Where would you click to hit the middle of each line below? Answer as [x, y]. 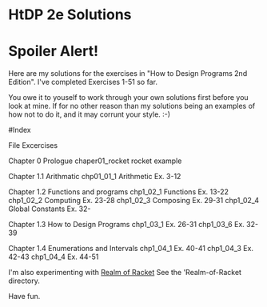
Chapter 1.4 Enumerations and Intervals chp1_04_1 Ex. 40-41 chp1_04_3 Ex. [131, 249]
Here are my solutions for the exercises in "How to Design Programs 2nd [128, 74]
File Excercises [33, 146]
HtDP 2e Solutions [70, 15]
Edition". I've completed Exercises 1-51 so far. [83, 82]
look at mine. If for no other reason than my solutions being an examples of [132, 106]
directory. [24, 281]
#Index [20, 130]
